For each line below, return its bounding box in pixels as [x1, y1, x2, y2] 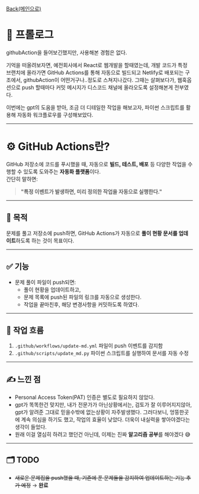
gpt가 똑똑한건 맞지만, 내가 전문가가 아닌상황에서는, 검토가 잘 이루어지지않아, [14, 401, 192, 408]
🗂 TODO [6, 455, 40, 465]
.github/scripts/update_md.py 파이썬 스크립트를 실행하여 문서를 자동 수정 [14, 350, 189, 357]
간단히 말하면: [6, 175, 38, 182]
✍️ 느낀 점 [6, 374, 41, 384]
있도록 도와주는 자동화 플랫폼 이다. [23, 168, 101, 175]
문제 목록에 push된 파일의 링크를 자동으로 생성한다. [23, 293, 142, 300]
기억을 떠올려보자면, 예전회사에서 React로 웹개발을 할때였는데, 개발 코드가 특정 [6, 61, 188, 68]
